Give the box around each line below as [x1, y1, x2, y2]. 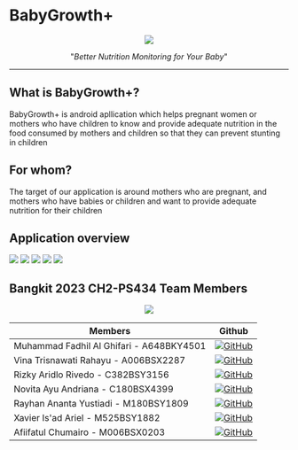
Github [218, 325, 248, 337]
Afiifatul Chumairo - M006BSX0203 [13, 426, 166, 438]
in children [9, 136, 48, 147]
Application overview [9, 230, 130, 245]
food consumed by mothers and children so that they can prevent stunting [9, 128, 281, 138]
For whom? [9, 163, 73, 178]
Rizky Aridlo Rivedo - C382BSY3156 [13, 369, 170, 381]
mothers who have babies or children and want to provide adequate [9, 196, 257, 206]
